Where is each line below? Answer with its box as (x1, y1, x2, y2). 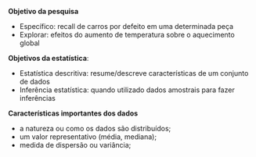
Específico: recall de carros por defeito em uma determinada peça (19, 22, 233, 30)
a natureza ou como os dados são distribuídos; (19, 124, 171, 133)
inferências (19, 94, 56, 102)
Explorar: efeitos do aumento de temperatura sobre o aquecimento (19, 30, 235, 39)
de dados (19, 77, 51, 86)
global (19, 38, 41, 48)
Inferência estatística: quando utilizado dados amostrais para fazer (19, 85, 235, 95)
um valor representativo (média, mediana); (19, 132, 157, 141)
